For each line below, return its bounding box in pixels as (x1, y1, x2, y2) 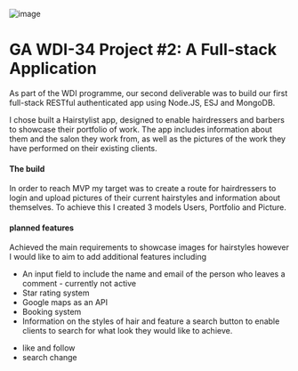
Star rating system (21, 287, 90, 298)
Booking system (21, 307, 82, 318)
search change (21, 352, 77, 363)
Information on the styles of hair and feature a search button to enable (21, 316, 280, 327)
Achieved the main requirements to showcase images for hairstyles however (9, 242, 289, 253)
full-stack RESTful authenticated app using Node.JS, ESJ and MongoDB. (9, 97, 276, 108)
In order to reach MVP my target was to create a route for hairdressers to (9, 183, 277, 194)
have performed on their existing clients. (9, 142, 157, 153)
